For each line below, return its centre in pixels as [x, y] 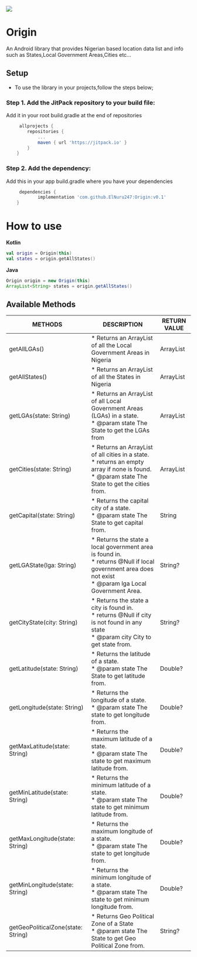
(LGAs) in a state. [115, 416]
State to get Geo [114, 938]
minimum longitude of [121, 878]
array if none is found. [121, 469]
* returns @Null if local [123, 562]
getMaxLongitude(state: [42, 839]
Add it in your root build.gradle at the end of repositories [74, 116]
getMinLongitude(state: [41, 885]
